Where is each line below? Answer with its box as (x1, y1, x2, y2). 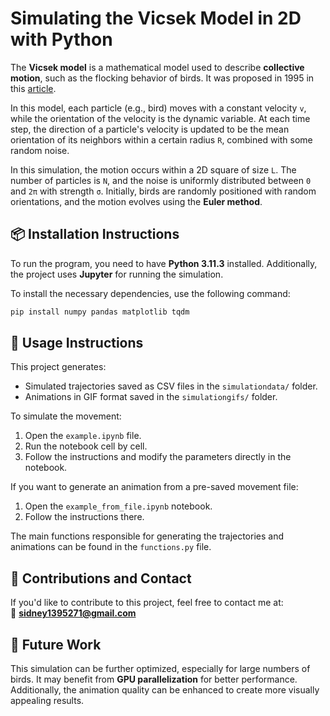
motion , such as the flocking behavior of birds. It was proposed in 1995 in (10, 72, 315, 84)
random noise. (10, 144, 70, 156)
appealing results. (10, 695, 85, 707)
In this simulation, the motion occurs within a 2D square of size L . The (10, 163, 297, 176)
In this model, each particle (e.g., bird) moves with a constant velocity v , (10, 102, 307, 114)
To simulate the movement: (10, 410, 122, 422)
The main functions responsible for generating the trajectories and (10, 530, 285, 542)
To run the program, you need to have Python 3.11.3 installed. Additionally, (10, 257, 318, 269)
